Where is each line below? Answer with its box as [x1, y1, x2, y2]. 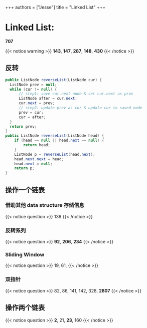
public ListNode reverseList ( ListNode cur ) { [5, 77, 102, 82]
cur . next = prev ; [18, 101, 55, 106]
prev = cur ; [18, 110, 44, 115]
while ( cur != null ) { [10, 87, 57, 92]
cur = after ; [18, 115, 46, 120]
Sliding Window [5, 251, 45, 258]
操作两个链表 [5, 303, 45, 312]
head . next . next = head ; [14, 156, 64, 162]
